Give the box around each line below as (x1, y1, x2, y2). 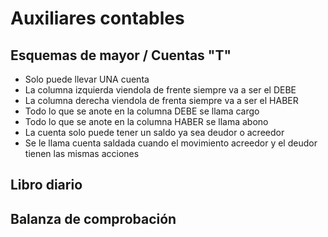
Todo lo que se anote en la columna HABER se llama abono (24, 116, 269, 127)
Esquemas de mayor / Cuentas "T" (10, 47, 232, 64)
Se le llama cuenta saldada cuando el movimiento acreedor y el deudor (24, 137, 318, 149)
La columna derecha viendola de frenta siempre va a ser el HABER (24, 95, 299, 106)
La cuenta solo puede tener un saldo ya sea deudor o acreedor (24, 127, 285, 138)
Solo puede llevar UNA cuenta (24, 73, 150, 85)
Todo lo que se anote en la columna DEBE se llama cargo (24, 105, 260, 117)
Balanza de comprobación (10, 210, 177, 227)
